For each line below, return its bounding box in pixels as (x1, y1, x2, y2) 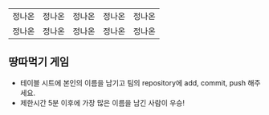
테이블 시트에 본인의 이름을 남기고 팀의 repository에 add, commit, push (19, 77, 247, 87)
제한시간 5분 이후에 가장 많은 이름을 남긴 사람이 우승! (19, 97, 185, 107)
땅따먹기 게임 (8, 55, 70, 69)
